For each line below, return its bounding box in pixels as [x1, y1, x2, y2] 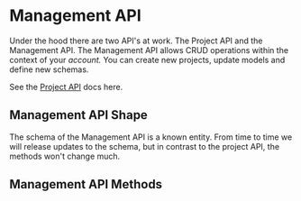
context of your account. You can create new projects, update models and [9, 54, 286, 65]
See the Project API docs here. [9, 81, 123, 92]
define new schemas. [9, 64, 89, 75]
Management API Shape [9, 107, 149, 123]
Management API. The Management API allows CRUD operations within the [9, 44, 289, 55]
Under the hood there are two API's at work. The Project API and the [9, 35, 263, 46]
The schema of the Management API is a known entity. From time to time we [9, 132, 293, 142]
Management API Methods [9, 177, 163, 192]
